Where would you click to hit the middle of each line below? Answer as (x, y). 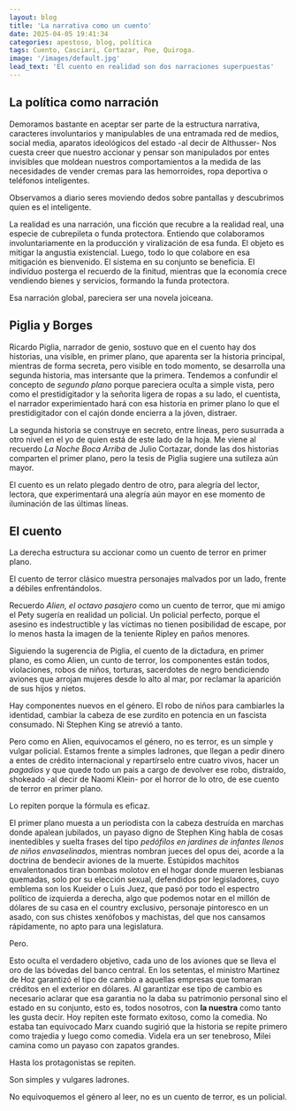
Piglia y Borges (51, 325)
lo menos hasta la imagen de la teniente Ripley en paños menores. (129, 634)
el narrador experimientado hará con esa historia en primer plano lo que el (144, 403)
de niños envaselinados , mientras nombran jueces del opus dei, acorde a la (147, 852)
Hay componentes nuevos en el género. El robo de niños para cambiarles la (147, 706)
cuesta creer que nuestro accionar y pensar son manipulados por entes (139, 152)
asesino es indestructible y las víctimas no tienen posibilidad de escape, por (148, 624)
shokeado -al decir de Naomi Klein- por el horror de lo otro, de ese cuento (144, 779)
